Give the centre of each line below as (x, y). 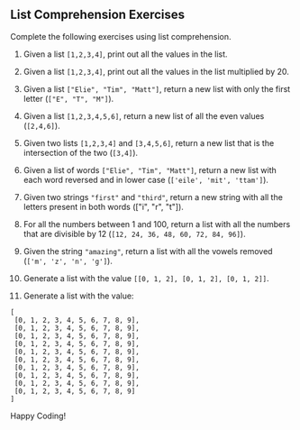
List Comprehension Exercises (98, 15)
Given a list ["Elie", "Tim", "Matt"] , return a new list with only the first (157, 88)
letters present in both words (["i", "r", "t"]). (103, 206)
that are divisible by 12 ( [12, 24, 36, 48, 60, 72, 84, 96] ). (134, 233)
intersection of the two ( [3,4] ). (81, 152)
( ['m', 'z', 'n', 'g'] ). (68, 261)
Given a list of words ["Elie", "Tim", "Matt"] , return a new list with (150, 169)
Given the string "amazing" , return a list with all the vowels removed (148, 251)
